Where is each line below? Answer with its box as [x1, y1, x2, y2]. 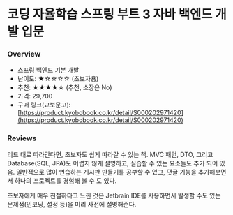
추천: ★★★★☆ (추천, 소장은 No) [17, 83, 113, 91]
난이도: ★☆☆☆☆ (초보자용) [17, 75, 99, 83]
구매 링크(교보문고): [17, 101, 71, 109]
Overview [7, 50, 41, 59]
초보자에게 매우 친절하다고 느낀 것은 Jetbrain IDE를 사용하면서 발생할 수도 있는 [7, 191, 221, 200]
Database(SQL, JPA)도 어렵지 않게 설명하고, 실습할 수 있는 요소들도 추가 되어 [7, 158, 218, 168]
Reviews [7, 133, 37, 143]
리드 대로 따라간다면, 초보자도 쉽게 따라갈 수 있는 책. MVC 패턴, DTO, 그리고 [7, 150, 213, 158]
